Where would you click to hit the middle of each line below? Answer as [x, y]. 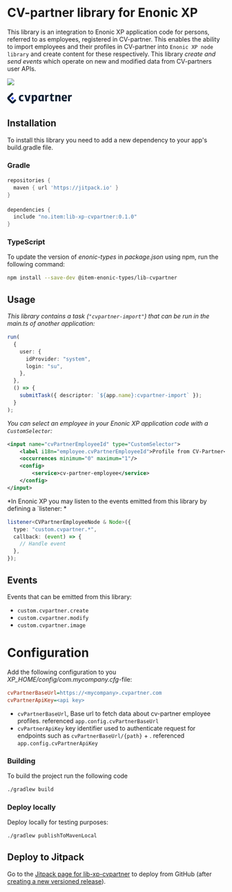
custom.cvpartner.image [51, 625]
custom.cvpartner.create [53, 610]
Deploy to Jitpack [46, 857]
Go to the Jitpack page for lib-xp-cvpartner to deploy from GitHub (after [109, 874]
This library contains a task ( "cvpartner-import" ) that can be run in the [108, 316]
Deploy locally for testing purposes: [58, 822]
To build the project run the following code [68, 776]
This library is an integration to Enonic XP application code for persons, [108, 32]
